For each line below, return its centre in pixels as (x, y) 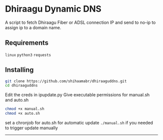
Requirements (27, 43)
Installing (19, 70)
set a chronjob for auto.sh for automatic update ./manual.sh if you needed (79, 123)
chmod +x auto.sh (23, 114)
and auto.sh (17, 100)
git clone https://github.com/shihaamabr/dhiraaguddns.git (66, 81)
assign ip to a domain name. (33, 27)
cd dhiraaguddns (21, 86)
